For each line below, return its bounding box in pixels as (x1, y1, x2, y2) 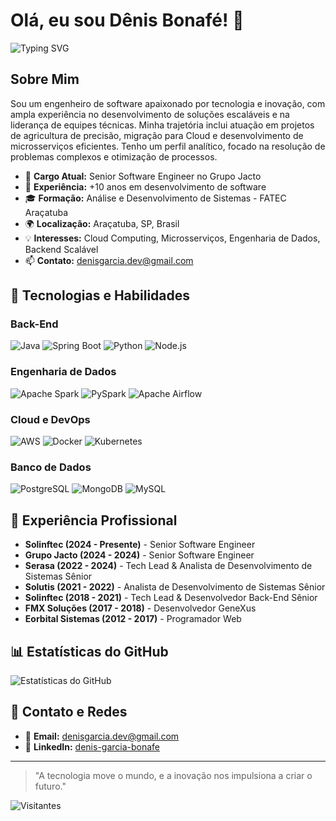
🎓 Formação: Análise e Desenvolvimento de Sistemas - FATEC (24, 192, 287, 204)
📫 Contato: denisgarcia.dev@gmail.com (24, 254, 194, 266)
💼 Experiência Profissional (10, 512, 178, 529)
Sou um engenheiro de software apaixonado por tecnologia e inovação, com (10, 97, 326, 109)
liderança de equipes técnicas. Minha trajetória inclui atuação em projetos (10, 119, 315, 131)
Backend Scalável (24, 243, 99, 255)
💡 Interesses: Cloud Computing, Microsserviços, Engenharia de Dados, (24, 232, 321, 244)
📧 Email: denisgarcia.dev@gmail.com (24, 730, 180, 742)
